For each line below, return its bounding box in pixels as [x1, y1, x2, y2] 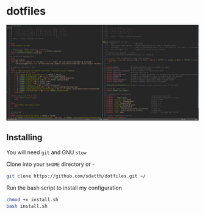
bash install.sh [6, 203, 48, 209]
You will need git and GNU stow [6, 148, 87, 156]
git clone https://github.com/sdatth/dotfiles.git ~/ [6, 173, 146, 179]
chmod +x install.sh [6, 196, 59, 202]
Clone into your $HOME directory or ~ [6, 160, 96, 168]
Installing [6, 132, 43, 143]
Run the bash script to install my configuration [6, 184, 122, 191]
